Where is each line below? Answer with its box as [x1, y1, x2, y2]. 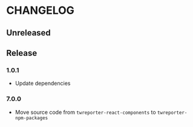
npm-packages [15, 115, 48, 121]
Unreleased [6, 28, 51, 38]
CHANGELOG [6, 4, 74, 17]
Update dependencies [15, 79, 71, 87]
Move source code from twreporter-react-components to [15, 108, 156, 116]
